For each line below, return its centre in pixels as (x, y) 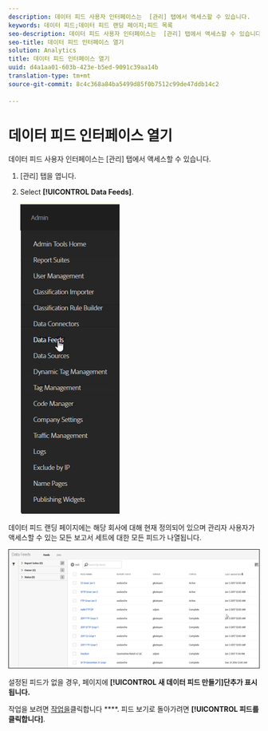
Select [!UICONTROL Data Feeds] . (77, 192)
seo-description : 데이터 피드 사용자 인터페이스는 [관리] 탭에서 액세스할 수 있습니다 (135, 34)
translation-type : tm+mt (49, 76)
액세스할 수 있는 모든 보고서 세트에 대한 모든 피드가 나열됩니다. (105, 538)
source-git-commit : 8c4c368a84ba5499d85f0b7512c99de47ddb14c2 (114, 84)
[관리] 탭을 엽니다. (48, 176)
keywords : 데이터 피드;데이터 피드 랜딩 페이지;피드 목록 (91, 25)
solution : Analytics (43, 51)
